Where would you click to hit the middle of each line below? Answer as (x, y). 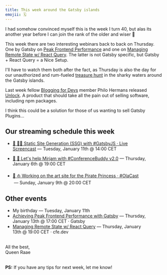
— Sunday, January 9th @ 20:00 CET (53, 183)
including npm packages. (31, 100)
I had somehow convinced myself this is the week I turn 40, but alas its (78, 29)
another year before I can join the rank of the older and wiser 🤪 (70, 34)
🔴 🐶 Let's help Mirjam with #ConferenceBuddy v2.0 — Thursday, (79, 159)
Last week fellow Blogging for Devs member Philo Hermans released (76, 90)
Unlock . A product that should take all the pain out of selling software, (77, 95)
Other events (26, 198)
